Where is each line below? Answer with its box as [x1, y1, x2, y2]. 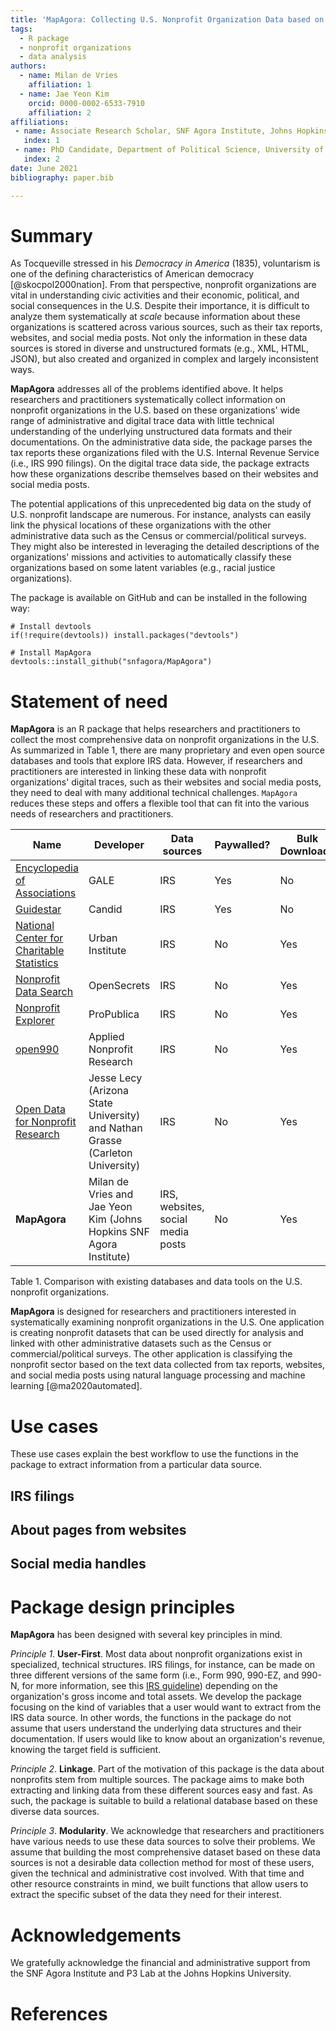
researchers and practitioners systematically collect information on [10, 394, 287, 406]
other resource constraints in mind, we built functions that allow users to [10, 1878, 309, 1890]
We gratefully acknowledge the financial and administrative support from [10, 1957, 311, 1969]
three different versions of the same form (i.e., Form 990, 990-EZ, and [10, 1669, 300, 1681]
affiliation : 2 [28, 107, 92, 118]
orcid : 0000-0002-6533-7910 [28, 98, 145, 108]
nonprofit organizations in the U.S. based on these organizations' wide [10, 404, 301, 416]
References [10, 2002, 108, 2025]
